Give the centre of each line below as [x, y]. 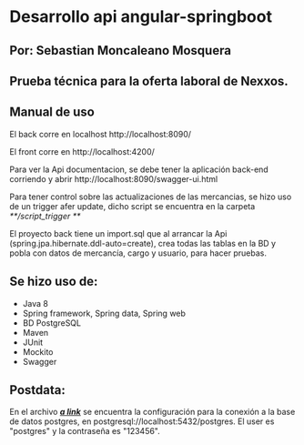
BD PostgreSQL [52, 323]
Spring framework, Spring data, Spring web [104, 313]
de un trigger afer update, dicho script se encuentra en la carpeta [132, 206]
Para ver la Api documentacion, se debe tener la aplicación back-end [139, 169]
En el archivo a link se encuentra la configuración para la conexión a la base [152, 412]
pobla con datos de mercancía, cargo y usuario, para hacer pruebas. [138, 253]
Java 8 [35, 303]
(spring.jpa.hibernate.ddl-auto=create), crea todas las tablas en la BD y [142, 243]
